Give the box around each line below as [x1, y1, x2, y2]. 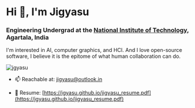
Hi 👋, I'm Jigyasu [6, 5, 89, 19]
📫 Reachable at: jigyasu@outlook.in [14, 76, 103, 83]
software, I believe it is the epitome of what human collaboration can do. [6, 53, 181, 60]
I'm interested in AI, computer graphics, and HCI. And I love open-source [6, 47, 183, 54]
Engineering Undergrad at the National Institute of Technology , [6, 26, 189, 34]
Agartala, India [6, 33, 49, 41]
